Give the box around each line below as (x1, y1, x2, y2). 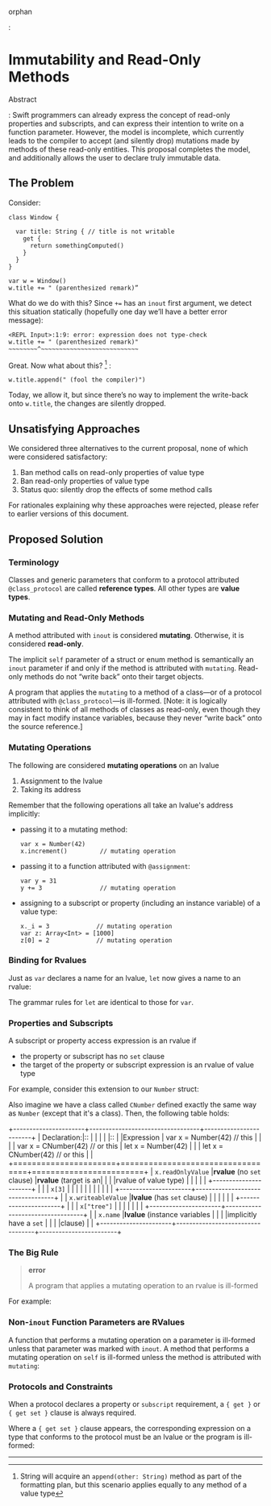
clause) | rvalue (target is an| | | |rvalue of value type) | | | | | (8, 1175, 207, 1185)
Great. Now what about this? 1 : (8, 359, 111, 370)
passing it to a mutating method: (19, 824, 127, 834)
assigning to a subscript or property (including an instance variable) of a (19, 898, 261, 907)
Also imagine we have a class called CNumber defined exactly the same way (8, 1100, 256, 1110)
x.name (98, 1212, 121, 1220)
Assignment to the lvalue (19, 776, 103, 786)
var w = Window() (8, 277, 67, 285)
